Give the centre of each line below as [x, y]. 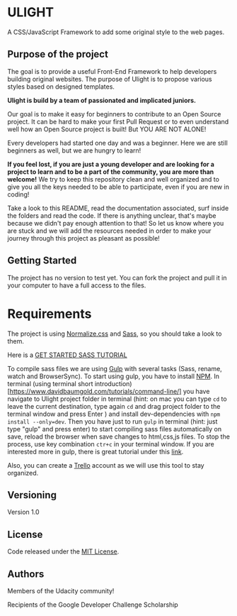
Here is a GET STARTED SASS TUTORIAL [67, 355]
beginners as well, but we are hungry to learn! [74, 150]
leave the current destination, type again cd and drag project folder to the [114, 406]
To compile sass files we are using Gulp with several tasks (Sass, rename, [115, 368]
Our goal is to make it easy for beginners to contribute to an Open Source [114, 114]
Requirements [50, 314]
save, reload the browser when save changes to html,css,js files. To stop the [118, 436]
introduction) [113, 383]
